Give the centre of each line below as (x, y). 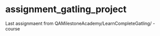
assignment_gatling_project (66, 9)
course (13, 28)
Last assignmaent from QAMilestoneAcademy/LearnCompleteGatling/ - (80, 23)
